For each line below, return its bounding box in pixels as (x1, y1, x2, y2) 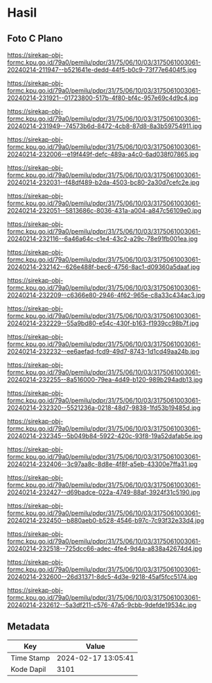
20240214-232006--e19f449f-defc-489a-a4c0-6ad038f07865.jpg (7, 150, 199, 158)
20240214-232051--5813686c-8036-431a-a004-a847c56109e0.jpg (7, 207, 202, 214)
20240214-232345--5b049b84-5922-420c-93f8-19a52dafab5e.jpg (7, 432, 203, 440)
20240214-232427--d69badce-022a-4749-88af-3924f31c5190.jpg (7, 488, 201, 496)
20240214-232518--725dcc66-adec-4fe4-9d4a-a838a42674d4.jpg (7, 544, 202, 553)
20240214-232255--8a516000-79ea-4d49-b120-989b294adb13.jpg (7, 376, 203, 383)
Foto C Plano (7, 33, 63, 44)
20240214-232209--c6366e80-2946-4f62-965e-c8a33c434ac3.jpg (7, 291, 206, 299)
